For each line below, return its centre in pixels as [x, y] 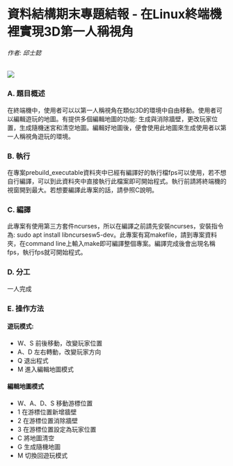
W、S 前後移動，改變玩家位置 [60, 343]
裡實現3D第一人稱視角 [71, 32]
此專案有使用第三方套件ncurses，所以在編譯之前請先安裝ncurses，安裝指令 [115, 226]
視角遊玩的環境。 [50, 136]
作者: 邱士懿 [24, 52]
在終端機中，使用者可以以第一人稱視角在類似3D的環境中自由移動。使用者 [112, 110]
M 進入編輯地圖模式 [46, 369]
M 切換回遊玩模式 [42, 455]
